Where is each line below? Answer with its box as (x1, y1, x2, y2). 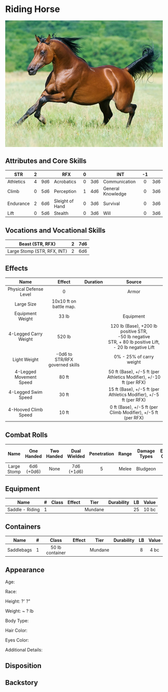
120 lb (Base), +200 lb (110, 323, 157, 329)
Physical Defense (7, 286, 43, 292)
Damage (137, 448, 155, 454)
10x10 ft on (51, 298, 76, 304)
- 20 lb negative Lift (113, 344, 155, 350)
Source (126, 279, 141, 285)
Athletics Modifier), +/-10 (107, 374, 161, 380)
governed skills (48, 362, 80, 368)
